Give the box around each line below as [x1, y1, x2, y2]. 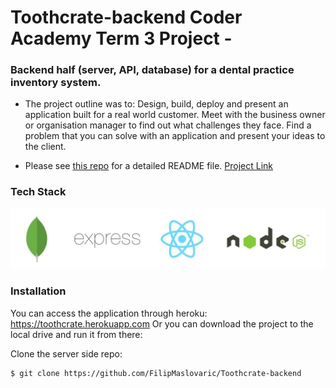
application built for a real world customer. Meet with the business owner [24, 109, 326, 121]
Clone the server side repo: [10, 347, 123, 360]
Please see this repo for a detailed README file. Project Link [24, 160, 273, 172]
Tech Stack [10, 185, 67, 199]
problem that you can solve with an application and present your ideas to [24, 130, 326, 142]
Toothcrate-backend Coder [10, 6, 243, 29]
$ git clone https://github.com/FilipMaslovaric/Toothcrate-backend [10, 368, 302, 378]
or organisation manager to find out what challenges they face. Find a [24, 119, 312, 131]
